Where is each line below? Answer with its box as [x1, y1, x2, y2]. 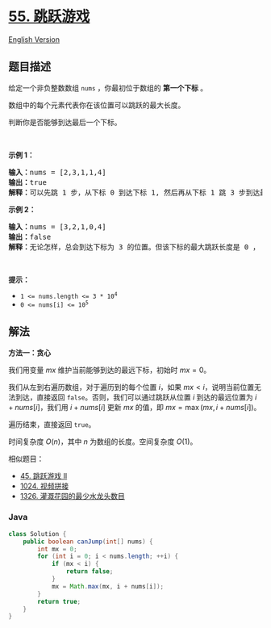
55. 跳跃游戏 [8, 7, 90, 26]
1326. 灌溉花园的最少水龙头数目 [19, 491, 125, 500]
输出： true [8, 178, 47, 186]
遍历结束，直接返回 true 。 [8, 419, 96, 429]
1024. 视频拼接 [19, 481, 69, 491]
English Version [8, 34, 60, 44]
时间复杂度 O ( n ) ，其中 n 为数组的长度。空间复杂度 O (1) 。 [8, 437, 198, 446]
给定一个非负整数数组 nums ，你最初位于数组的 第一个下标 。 [8, 82, 208, 93]
